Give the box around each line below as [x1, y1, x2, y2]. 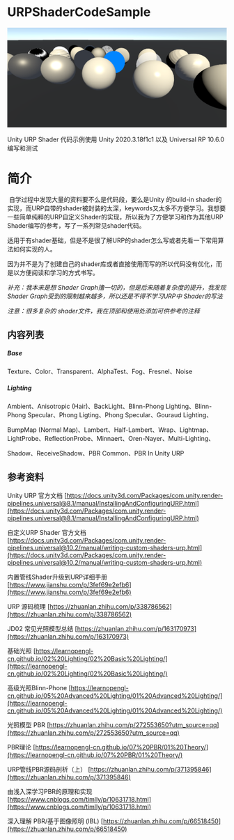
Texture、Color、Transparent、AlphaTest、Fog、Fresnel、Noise [7, 367, 193, 376]
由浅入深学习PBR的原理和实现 [7, 787, 93, 795]
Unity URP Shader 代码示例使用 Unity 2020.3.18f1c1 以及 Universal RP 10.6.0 [7, 135, 225, 143]
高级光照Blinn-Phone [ [7, 683, 72, 692]
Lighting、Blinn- [165, 402, 212, 411]
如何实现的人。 [13, 244, 56, 253]
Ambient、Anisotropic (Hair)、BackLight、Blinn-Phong [7, 402, 164, 411]
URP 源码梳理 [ [7, 602, 50, 610]
